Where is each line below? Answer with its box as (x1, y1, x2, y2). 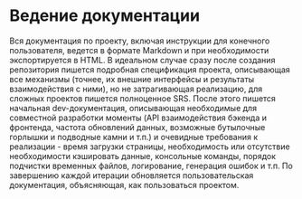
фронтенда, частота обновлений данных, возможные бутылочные (9, 121, 266, 132)
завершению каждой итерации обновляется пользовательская (9, 169, 254, 181)
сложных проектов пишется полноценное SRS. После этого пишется (9, 92, 276, 104)
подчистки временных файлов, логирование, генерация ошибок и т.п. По (9, 160, 294, 171)
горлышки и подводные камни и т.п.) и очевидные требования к (9, 131, 259, 142)
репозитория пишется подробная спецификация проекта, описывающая (9, 64, 291, 75)
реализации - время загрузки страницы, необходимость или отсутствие (9, 141, 291, 152)
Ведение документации (9, 5, 201, 26)
